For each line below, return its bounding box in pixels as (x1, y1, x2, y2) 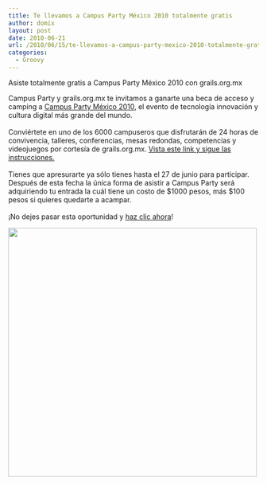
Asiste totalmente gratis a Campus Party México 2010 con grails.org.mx (8, 77, 242, 88)
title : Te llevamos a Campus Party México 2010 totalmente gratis (8, 11, 233, 20)
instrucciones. (8, 152, 55, 162)
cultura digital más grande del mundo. (8, 110, 133, 119)
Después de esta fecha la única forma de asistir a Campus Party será (8, 178, 235, 187)
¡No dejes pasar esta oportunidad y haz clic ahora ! (8, 212, 173, 221)
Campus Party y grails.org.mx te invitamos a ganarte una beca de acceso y (8, 93, 254, 103)
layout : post (8, 26, 52, 34)
